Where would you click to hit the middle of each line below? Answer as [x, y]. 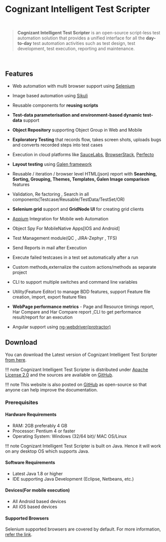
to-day [25, 43]
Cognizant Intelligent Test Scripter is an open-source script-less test [89, 32]
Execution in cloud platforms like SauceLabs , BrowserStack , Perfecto [83, 154]
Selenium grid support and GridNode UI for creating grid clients [78, 209]
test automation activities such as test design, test [84, 43]
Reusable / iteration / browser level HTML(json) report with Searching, [84, 174]
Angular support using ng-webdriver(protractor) [61, 327]
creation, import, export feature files [49, 297]
